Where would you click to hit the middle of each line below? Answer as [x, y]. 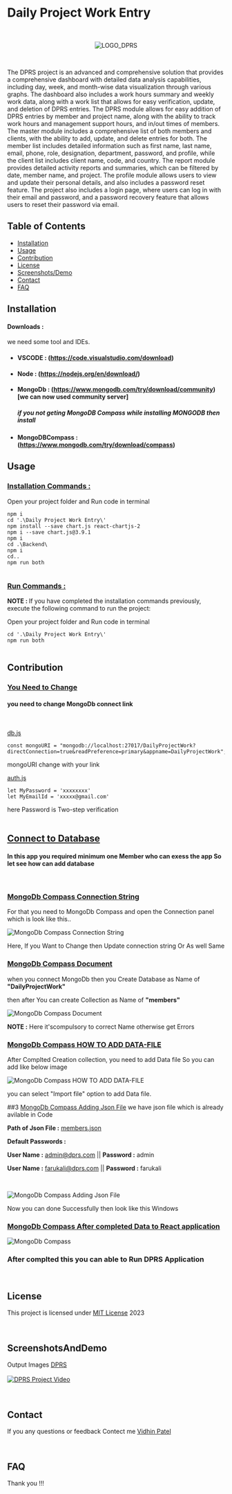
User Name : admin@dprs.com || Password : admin [81, 1155]
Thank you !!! [26, 1483]
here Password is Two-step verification [63, 809]
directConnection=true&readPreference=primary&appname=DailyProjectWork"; [117, 751]
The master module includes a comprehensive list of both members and [109, 131]
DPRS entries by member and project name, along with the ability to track [112, 116]
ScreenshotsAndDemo [57, 1348]
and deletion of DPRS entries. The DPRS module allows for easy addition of [114, 109]
